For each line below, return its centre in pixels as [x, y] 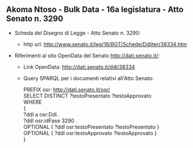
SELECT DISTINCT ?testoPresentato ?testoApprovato [87, 95]
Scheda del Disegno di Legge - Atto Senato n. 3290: [77, 33]
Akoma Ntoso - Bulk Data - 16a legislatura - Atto [95, 10]
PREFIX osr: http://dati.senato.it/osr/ [67, 90]
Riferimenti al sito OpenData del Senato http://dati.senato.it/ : [87, 56]
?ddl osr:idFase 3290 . [50, 121]
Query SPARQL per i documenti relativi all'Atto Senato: [88, 78]
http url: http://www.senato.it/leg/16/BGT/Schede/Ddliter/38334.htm [105, 44]
